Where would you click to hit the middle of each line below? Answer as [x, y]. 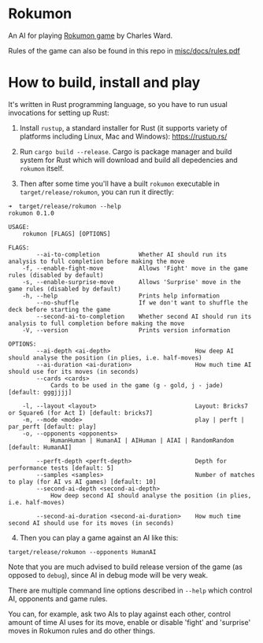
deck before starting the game [59, 309]
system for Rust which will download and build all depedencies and [128, 160]
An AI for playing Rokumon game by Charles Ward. [91, 35]
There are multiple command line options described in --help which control [130, 590]
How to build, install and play [104, 83]
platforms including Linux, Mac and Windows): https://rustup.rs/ [123, 136]
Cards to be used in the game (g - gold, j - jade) [137, 385]
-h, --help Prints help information [121, 296]
